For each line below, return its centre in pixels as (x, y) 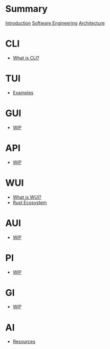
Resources (24, 342)
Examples (23, 92)
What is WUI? (27, 197)
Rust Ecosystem (30, 202)
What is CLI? (26, 58)
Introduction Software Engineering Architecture (55, 23)
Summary (26, 9)
